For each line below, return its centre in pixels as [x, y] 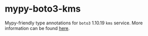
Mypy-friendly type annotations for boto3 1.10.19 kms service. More [74, 23]
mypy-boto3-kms [43, 9]
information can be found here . [37, 28]
